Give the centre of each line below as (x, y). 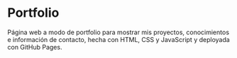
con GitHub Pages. (35, 47)
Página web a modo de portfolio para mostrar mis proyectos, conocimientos (118, 32)
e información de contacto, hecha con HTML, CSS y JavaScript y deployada (119, 39)
